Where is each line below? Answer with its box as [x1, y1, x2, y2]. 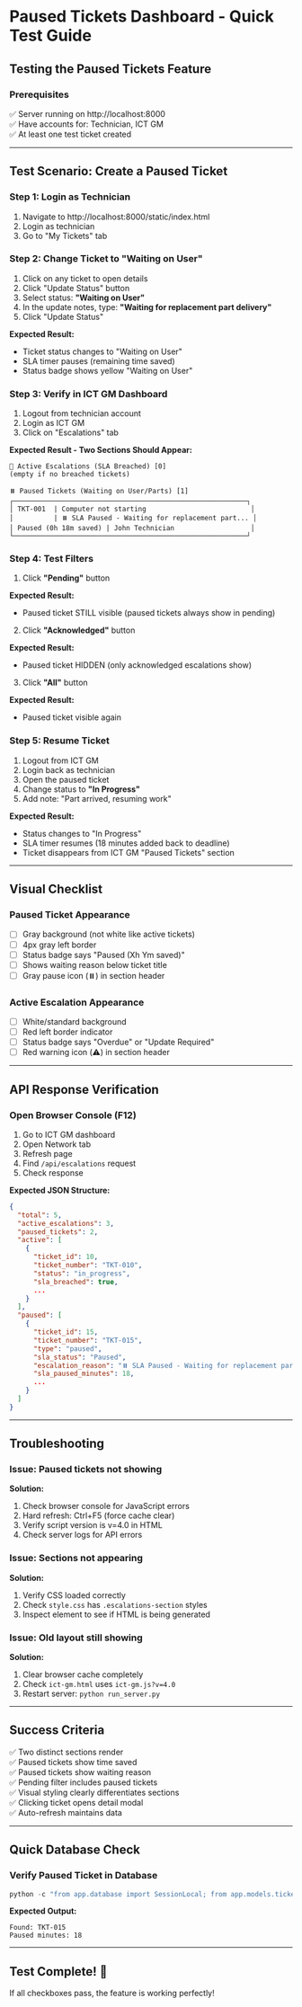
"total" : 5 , [17, 1211, 63, 1220]
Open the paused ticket [22, 774, 110, 785]
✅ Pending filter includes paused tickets [9, 1777, 158, 1788]
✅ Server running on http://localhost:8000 [9, 108, 166, 119]
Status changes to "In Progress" [22, 828, 142, 839]
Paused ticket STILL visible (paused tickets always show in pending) [22, 608, 276, 618]
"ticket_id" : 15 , [32, 1328, 99, 1337]
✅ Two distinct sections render [9, 1746, 124, 1757]
